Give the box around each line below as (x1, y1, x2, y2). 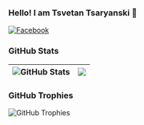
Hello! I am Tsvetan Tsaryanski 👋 (8, 7, 138, 18)
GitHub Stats (8, 46, 59, 57)
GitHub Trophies (8, 90, 74, 101)
